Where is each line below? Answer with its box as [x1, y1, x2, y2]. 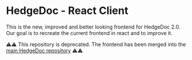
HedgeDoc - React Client [6, 4, 128, 17]
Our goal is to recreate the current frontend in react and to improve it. [6, 29, 173, 36]
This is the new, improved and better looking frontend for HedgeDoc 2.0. [6, 23, 181, 30]
